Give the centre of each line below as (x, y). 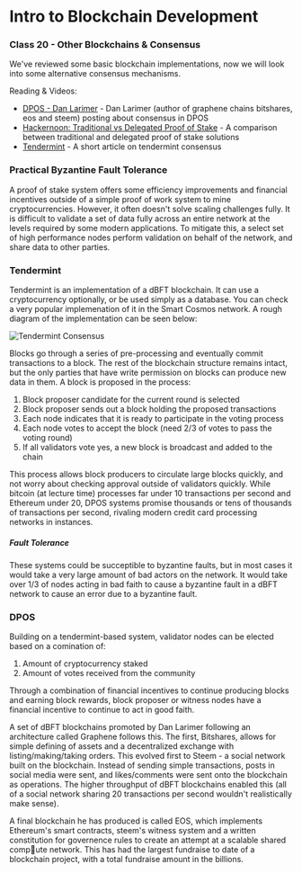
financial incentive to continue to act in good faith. (102, 710)
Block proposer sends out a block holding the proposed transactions (149, 409)
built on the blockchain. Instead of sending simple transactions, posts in (142, 765)
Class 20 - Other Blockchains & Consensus (105, 45)
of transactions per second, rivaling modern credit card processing (133, 512)
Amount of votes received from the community (109, 673)
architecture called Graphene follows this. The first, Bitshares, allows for (143, 737)
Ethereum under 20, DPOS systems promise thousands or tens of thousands (151, 503)
